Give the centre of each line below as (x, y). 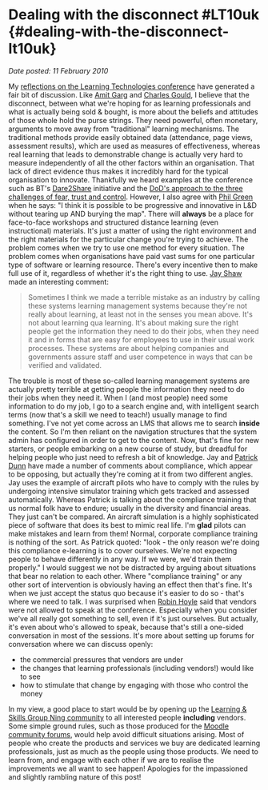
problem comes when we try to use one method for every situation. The (127, 247)
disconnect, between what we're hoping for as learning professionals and (130, 103)
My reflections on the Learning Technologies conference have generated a (132, 86)
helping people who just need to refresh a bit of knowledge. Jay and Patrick (133, 457)
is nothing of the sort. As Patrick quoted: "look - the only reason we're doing (134, 542)
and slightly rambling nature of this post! (75, 776)
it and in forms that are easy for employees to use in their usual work (141, 339)
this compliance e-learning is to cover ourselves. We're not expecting (123, 550)
